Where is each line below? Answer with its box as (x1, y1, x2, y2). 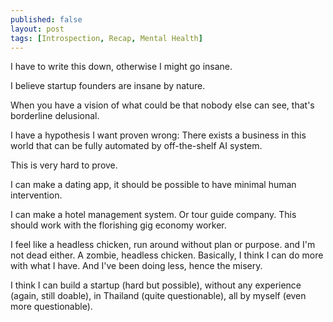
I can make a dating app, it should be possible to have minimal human (10, 179, 297, 191)
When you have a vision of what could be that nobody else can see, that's (10, 99, 315, 111)
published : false (10, 14, 83, 25)
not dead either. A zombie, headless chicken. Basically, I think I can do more (10, 249, 324, 261)
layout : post (10, 24, 65, 34)
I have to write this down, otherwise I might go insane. (10, 61, 233, 73)
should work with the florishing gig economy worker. (10, 219, 227, 231)
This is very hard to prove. (10, 159, 118, 171)
